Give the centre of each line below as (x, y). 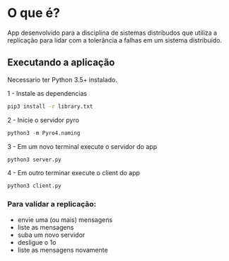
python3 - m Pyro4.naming (44, 133)
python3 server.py (34, 160)
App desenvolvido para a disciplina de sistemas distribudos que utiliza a (112, 33)
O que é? (34, 13)
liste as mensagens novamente (63, 250)
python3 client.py (34, 186)
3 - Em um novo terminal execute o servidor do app (82, 146)
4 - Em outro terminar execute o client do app (74, 173)
